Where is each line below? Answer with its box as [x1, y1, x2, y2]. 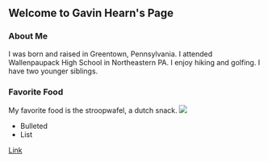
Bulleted [19, 121, 48, 131]
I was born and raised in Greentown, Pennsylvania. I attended [8, 48, 213, 59]
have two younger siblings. [8, 66, 98, 76]
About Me [8, 31, 48, 42]
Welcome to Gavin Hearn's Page [8, 6, 174, 20]
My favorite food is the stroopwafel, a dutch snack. [8, 105, 178, 115]
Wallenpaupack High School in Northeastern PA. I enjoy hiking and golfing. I [8, 57, 261, 67]
